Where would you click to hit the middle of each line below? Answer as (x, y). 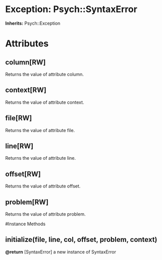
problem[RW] (27, 202)
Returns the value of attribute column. (45, 74)
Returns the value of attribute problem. (45, 214)
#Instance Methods (25, 224)
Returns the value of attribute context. (45, 102)
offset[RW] (23, 174)
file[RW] (19, 118)
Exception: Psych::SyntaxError (71, 9)
